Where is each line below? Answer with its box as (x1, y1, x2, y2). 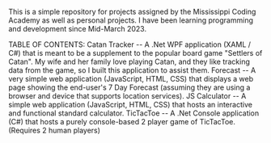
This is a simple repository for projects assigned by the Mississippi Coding (8, 7, 256, 16)
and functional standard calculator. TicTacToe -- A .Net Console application (8, 108, 260, 118)
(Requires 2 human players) (8, 125, 101, 135)
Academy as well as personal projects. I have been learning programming (8, 15, 253, 25)
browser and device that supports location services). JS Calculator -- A (8, 91, 247, 100)
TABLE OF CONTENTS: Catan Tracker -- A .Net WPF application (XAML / (8, 40, 252, 49)
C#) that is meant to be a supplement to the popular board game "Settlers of (8, 48, 263, 57)
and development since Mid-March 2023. (8, 24, 147, 33)
